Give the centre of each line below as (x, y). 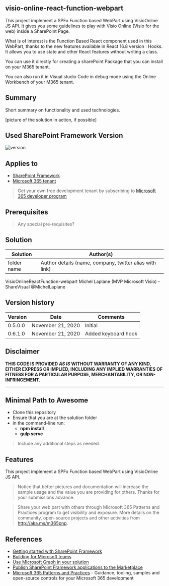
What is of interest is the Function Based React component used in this (78, 41)
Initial (91, 325)
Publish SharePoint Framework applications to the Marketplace (78, 567)
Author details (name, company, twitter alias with (98, 263)
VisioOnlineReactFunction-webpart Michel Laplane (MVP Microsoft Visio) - (82, 281)
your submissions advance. (46, 497)
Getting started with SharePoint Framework (57, 551)
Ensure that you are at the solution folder (55, 418)
